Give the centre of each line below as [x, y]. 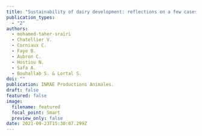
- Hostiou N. [28, 62]
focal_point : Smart [36, 113]
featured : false [26, 96]
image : [14, 101]
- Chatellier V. [32, 40]
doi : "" [16, 79]
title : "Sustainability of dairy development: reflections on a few [94, 12]
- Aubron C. [27, 57]
